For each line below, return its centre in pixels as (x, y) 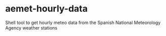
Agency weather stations (31, 27)
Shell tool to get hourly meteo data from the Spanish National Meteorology (83, 22)
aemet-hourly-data (46, 9)
